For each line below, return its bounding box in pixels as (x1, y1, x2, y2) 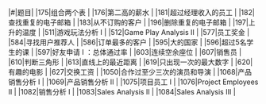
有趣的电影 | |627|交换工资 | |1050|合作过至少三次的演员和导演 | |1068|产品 (8, 67, 253, 76)
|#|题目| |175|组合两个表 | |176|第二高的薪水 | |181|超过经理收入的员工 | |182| (8, 8, 256, 17)
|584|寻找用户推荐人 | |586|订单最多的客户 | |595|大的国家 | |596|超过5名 (8, 37, 247, 47)
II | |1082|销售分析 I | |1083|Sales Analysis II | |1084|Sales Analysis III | (8, 87, 236, 96)
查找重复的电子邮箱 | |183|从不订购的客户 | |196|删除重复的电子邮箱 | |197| (8, 17, 249, 27)
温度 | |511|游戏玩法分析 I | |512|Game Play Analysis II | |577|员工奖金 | (21, 28, 250, 37)
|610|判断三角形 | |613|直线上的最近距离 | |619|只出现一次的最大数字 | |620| (8, 57, 253, 67)
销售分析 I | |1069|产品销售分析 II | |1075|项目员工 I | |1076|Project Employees (8, 77, 259, 87)
